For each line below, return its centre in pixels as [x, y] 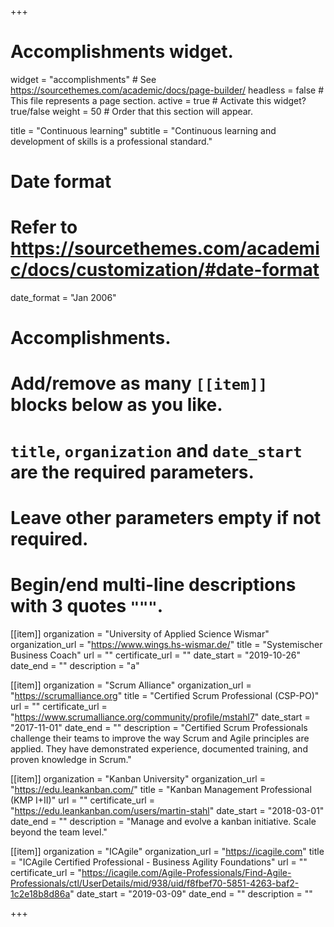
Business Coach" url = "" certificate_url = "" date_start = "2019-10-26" [155, 655]
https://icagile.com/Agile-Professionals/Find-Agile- [186, 872]
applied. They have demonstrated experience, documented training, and [159, 748]
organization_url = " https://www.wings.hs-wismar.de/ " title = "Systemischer [166, 644]
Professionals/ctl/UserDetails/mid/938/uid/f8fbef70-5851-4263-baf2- [155, 883]
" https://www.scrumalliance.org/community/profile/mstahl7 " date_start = [160, 717]
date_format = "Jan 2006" [63, 298]
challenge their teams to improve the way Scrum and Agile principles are [160, 738]
